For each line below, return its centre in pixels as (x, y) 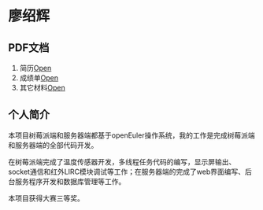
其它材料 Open (42, 88)
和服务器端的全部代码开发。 (53, 145)
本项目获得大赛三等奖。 (46, 198)
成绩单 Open (39, 78)
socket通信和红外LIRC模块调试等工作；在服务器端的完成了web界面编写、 (127, 171)
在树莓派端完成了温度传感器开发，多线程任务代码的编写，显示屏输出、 (122, 161)
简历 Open (35, 68)
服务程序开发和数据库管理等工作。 (70, 181)
